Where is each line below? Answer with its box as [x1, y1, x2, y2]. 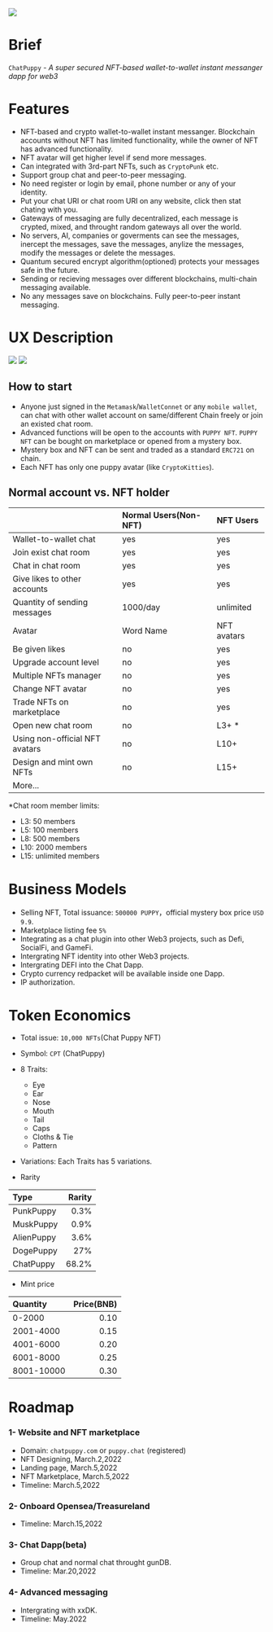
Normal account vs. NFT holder [8, 485, 171, 500]
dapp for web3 [8, 71, 58, 81]
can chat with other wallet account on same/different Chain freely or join [19, 410, 263, 419]
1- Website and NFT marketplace [8, 1427, 141, 1438]
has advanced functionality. [19, 143, 114, 154]
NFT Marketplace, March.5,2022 [19, 1471, 130, 1481]
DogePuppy [12, 1245, 58, 1257]
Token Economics [8, 1006, 132, 1024]
